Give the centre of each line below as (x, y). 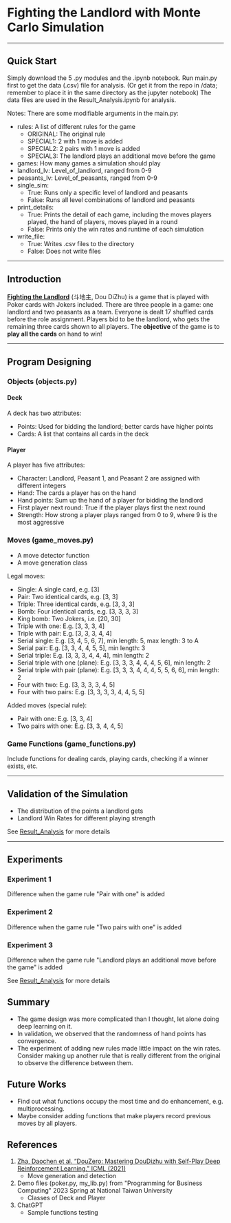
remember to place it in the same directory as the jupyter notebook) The (109, 92)
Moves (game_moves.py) (51, 540)
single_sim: (33, 185)
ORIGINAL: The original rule (66, 134)
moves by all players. (47, 1123)
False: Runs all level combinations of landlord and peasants (111, 200)
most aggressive (41, 523)
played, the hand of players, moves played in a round (102, 221)
